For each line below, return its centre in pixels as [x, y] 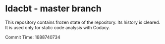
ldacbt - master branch [53, 9]
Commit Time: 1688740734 [33, 37]
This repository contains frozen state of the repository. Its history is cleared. [82, 22]
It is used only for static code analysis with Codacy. [57, 27]
